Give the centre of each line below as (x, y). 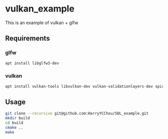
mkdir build (17, 118)
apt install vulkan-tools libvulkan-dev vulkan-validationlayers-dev (79, 86)
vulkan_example (40, 9)
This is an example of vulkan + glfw (42, 23)
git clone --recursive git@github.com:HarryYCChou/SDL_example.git (77, 113)
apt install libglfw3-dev (32, 63)
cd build (14, 123)
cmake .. (14, 128)
